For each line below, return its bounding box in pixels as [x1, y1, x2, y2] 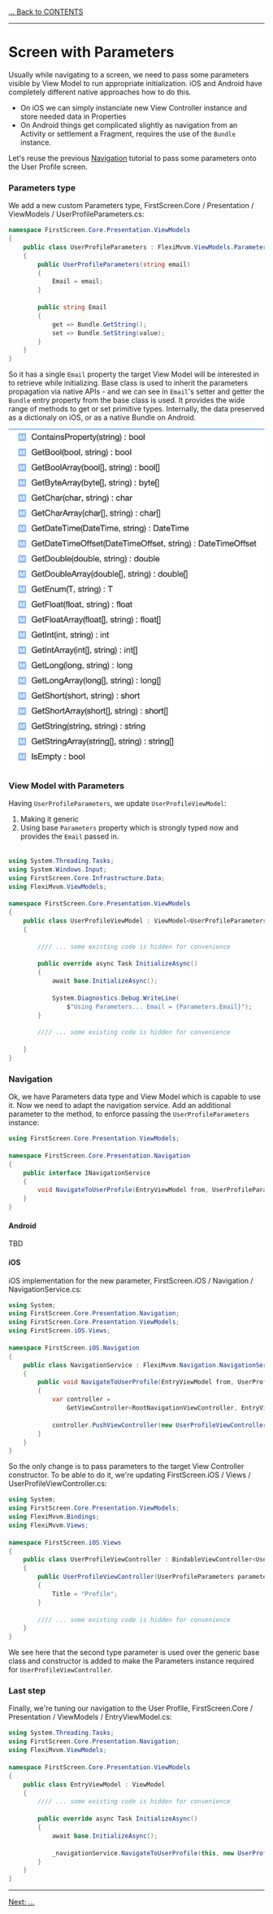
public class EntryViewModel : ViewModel [23, 1781, 165, 1789]
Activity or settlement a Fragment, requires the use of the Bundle [19, 129, 236, 138]
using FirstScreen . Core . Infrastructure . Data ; [8, 874, 165, 882]
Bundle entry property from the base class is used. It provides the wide [8, 395, 245, 405]
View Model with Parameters [8, 780, 124, 791]
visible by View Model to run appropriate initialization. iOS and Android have [8, 78, 262, 88]
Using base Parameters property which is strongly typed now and [19, 823, 239, 833]
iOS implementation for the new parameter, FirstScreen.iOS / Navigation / [8, 1275, 253, 1285]
